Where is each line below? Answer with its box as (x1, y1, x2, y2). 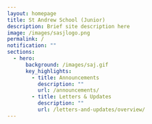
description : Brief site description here (7, 23, 130, 30)
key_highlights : (25, 68, 72, 74)
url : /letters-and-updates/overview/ (37, 106, 146, 113)
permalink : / (7, 36, 45, 43)
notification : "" (7, 42, 57, 49)
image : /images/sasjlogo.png (7, 29, 90, 37)
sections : (7, 49, 36, 56)
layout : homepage (7, 10, 57, 17)
